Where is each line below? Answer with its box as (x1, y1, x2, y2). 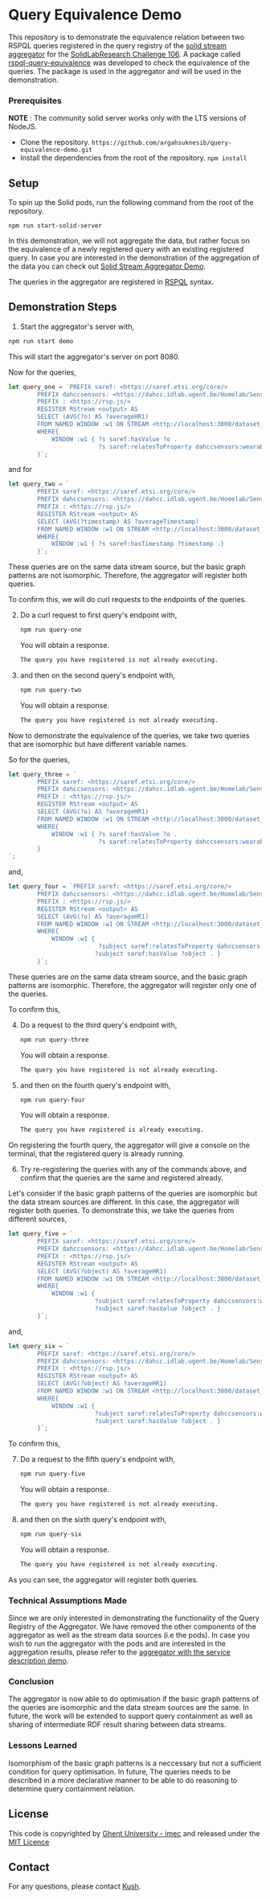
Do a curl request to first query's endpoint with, (19, 610, 178, 620)
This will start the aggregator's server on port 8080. (8, 351, 181, 361)
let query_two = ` (8, 480, 70, 488)
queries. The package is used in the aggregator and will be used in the (8, 66, 242, 76)
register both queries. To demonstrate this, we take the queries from (8, 1206, 235, 1216)
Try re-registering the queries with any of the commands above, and (19, 1164, 247, 1175)
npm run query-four (19, 1096, 86, 1104)
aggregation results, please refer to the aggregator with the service (8, 1647, 231, 1657)
